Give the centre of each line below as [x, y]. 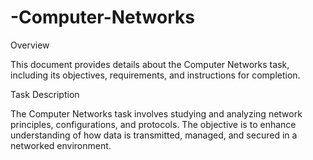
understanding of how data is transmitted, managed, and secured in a [154, 135]
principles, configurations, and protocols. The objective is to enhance [153, 124]
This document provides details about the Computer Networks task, [150, 64]
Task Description [45, 94]
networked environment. [61, 145]
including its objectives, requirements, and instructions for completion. [155, 75]
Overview [30, 45]
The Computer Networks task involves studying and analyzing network [156, 113]
